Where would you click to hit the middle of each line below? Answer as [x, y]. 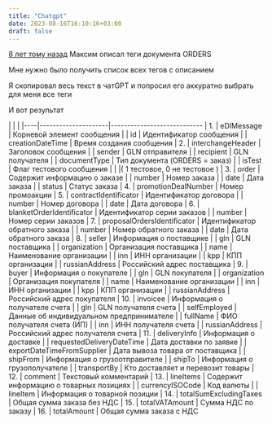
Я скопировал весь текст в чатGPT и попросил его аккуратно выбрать [131, 85]
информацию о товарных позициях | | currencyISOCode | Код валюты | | [134, 385]
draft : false [31, 31]
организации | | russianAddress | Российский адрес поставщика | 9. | [128, 264]
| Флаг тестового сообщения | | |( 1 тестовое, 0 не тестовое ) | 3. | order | [134, 169]
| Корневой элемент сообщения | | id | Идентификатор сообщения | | [128, 134]
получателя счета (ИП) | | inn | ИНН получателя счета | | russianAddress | [136, 325]
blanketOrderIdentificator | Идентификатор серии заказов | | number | [128, 212]
